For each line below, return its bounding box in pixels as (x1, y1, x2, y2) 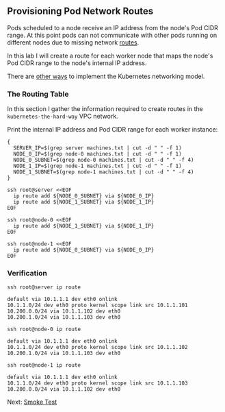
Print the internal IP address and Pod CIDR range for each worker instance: (7, 125, 218, 134)
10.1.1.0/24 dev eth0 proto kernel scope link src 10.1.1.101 (7, 302, 188, 309)
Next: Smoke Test (7, 398, 57, 407)
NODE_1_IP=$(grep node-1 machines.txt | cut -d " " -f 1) (13, 162, 183, 170)
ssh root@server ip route (7, 284, 81, 291)
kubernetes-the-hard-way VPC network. (7, 112, 118, 121)
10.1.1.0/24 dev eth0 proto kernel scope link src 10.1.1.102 (7, 344, 188, 351)
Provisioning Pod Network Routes (7, 5, 154, 17)
